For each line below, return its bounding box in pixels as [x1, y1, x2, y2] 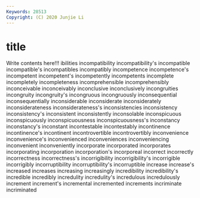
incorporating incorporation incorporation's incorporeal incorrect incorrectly [6, 148, 194, 156]
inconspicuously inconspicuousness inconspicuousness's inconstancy [6, 117, 180, 124]
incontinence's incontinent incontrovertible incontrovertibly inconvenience [6, 129, 189, 137]
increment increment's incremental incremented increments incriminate [6, 180, 182, 187]
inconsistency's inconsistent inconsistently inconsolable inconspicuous [6, 110, 182, 117]
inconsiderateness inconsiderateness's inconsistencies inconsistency [6, 104, 178, 111]
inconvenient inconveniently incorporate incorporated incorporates [6, 142, 171, 149]
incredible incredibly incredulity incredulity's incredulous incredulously [6, 174, 180, 181]
